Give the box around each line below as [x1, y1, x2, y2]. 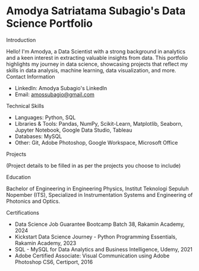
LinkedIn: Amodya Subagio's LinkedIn [14, 84, 108, 91]
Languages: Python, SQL [14, 114, 76, 121]
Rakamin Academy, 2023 [14, 239, 77, 247]
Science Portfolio [6, 17, 93, 30]
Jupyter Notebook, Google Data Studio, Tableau [14, 126, 132, 133]
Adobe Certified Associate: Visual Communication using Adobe [14, 252, 170, 259]
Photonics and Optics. [6, 197, 61, 205]
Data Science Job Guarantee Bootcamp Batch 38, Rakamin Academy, [14, 221, 185, 228]
